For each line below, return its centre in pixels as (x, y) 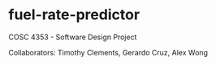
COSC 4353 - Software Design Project (73, 37)
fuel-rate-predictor (74, 15)
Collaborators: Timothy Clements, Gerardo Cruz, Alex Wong (108, 52)
